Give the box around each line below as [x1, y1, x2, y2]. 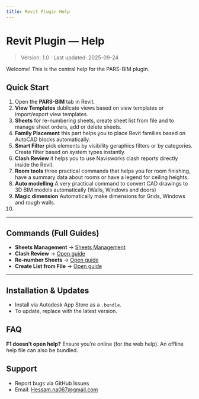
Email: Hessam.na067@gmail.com [14, 386, 98, 393]
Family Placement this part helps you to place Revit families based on [14, 130, 185, 137]
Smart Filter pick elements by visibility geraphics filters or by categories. [14, 142, 193, 149]
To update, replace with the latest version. [14, 308, 117, 314]
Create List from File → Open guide [14, 263, 102, 270]
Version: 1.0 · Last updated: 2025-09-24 [20, 54, 119, 61]
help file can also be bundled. [6, 346, 79, 353]
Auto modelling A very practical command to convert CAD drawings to [14, 180, 188, 187]
